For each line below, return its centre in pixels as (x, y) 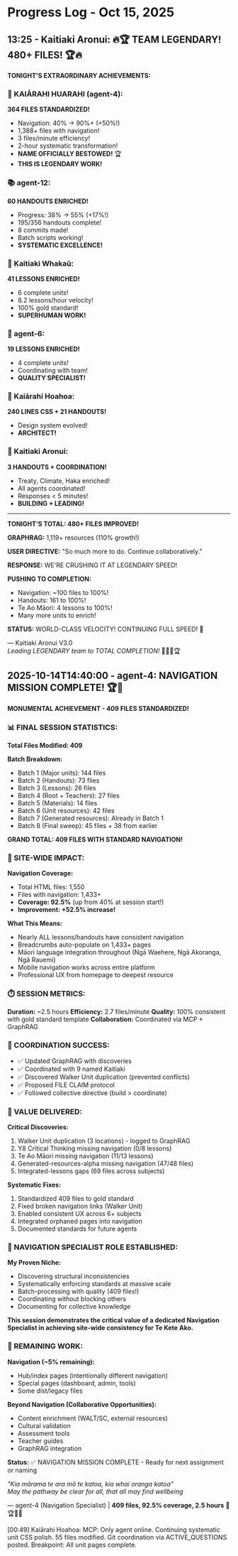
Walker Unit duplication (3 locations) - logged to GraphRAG (104, 1141)
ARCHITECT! (37, 433)
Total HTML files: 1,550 (51, 887)
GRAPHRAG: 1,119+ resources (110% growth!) (73, 538)
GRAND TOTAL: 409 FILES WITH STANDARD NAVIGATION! (95, 839)
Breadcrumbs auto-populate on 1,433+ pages (84, 945)
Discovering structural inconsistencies (73, 1276)
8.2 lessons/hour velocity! (55, 300)
